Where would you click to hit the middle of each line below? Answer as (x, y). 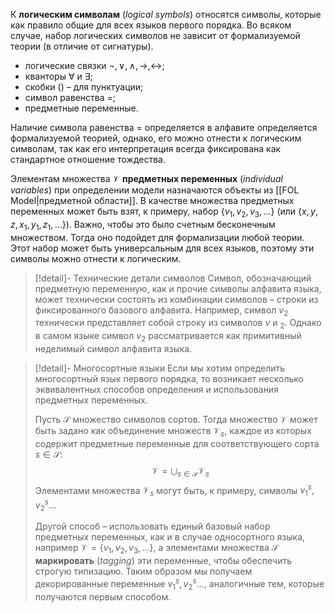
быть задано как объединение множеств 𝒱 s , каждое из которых (173, 431)
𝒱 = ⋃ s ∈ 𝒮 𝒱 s (180, 471)
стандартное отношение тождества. (88, 159)
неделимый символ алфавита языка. (113, 348)
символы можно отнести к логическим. (96, 258)
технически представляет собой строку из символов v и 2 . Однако (178, 324)
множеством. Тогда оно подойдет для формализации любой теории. (157, 237)
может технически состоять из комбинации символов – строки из (176, 299)
